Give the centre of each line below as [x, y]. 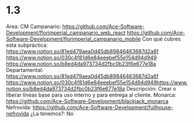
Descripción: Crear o [151, 88]
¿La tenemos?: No [52, 113]
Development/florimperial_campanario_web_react [66, 32]
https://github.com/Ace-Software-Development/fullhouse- [103, 107]
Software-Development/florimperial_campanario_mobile [74, 39]
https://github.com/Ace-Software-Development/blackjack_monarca [87, 101]
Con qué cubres [162, 39]
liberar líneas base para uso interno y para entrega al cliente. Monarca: [91, 95]
